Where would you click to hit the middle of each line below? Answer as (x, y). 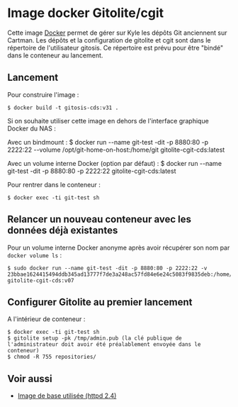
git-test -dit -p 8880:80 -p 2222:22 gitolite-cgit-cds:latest (92, 171)
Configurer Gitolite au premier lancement (100, 302)
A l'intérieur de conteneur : (46, 319)
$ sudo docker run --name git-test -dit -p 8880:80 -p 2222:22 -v (107, 268)
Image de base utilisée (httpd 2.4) (67, 396)
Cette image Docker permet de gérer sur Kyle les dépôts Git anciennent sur (117, 33)
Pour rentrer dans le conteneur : (54, 184)
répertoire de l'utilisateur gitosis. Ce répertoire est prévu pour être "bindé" (115, 48)
